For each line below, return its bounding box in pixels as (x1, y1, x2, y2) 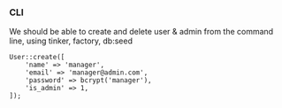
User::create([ (9, 53, 65, 62)
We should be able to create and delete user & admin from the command (9, 27, 274, 37)
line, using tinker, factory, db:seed (9, 35, 133, 46)
